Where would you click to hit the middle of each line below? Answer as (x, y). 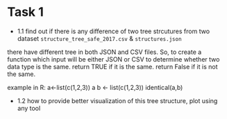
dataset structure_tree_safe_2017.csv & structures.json (99, 38)
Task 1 (25, 12)
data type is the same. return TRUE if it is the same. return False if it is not (112, 66)
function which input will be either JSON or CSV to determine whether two (113, 59)
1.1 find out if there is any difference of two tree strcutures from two (113, 31)
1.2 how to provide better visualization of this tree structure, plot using (117, 100)
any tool (29, 108)
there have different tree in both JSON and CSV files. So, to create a (104, 52)
